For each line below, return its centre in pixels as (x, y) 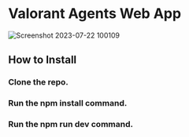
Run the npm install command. (68, 103)
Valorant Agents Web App (95, 14)
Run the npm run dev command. (71, 124)
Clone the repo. (39, 82)
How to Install (43, 60)
